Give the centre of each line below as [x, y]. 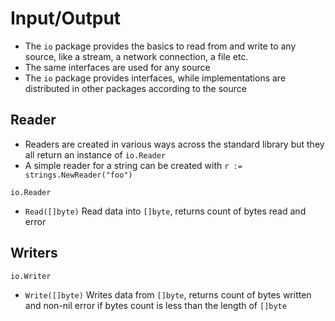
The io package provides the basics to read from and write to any [160, 46]
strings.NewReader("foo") [78, 175]
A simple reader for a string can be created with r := [133, 165]
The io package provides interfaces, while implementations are [155, 78]
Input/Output [66, 18]
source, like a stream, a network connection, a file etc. [136, 56]
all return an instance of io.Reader [95, 154]
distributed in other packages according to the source [135, 88]
